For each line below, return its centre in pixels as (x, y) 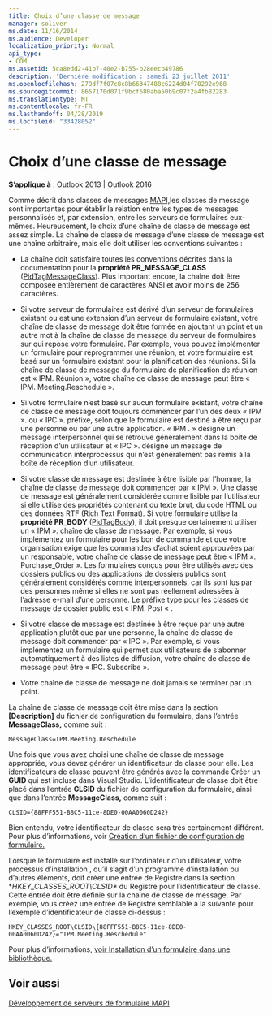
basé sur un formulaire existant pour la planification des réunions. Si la (138, 361)
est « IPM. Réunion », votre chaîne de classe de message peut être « (135, 378)
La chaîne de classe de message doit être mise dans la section (113, 707)
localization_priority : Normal (61, 46)
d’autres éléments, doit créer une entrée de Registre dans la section (122, 877)
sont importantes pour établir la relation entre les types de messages (123, 209)
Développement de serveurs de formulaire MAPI (89, 1003)
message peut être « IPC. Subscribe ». (84, 667)
